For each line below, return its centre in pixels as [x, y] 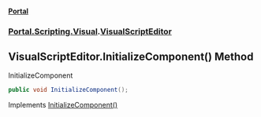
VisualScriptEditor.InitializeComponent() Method [131, 56]
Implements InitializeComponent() [63, 105]
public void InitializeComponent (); [68, 90]
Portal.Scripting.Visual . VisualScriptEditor [90, 31]
